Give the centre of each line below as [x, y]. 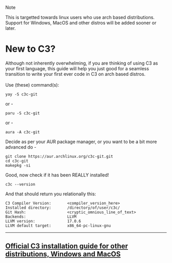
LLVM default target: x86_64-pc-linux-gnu [58, 226]
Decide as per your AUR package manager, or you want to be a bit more [81, 141]
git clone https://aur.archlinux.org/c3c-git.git [59, 156]
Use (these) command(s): [32, 85]
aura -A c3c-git [23, 132]
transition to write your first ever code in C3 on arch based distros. [76, 74]
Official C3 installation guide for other [67, 246]
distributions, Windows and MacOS [63, 254]
